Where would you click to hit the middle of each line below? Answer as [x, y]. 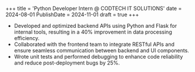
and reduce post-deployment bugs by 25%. [67, 63]
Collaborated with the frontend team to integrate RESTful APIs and [94, 44]
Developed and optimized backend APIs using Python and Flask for [95, 26]
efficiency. [26, 38]
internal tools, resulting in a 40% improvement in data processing [93, 32]
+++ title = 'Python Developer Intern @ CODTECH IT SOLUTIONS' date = [94, 8]
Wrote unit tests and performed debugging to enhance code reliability [98, 57]
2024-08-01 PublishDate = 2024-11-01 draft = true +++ [72, 15]
